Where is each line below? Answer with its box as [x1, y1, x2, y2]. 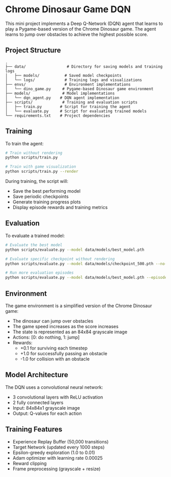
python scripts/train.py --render [5, 169, 79, 174]
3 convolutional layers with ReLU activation [12, 394, 103, 400]
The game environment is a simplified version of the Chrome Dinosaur [5, 302, 152, 309]
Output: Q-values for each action [12, 410, 82, 416]
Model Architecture [5, 370, 69, 379]
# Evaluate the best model [5, 242, 63, 248]
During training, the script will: [5, 178, 69, 184]
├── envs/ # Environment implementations [5, 82, 131, 87]
